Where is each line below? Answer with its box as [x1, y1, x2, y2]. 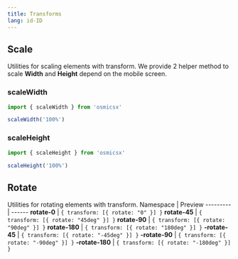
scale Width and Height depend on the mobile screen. [7, 70, 167, 78]
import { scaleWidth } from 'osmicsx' [7, 104, 122, 111]
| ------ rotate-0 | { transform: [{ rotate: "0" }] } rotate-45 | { [7, 208, 202, 216]
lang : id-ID [7, 17, 43, 24]
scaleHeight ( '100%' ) [7, 162, 69, 169]
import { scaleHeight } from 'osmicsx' [7, 149, 126, 156]
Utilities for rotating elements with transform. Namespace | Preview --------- [7, 200, 232, 209]
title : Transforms [7, 10, 62, 18]
